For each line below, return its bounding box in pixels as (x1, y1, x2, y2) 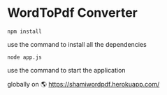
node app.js (7, 54, 42, 61)
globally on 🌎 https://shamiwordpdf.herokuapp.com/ (7, 80, 160, 88)
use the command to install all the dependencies (7, 40, 147, 48)
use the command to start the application (7, 66, 126, 74)
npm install (7, 28, 42, 35)
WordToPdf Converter (7, 5, 138, 21)
